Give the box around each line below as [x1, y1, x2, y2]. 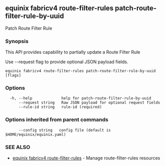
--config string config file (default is [18, 127, 111, 132]
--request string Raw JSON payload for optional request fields [18, 100, 160, 105]
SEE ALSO [5, 143, 31, 150]
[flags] [5, 73, 22, 78]
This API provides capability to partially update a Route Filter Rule [5, 49, 140, 55]
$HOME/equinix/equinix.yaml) [5, 132, 66, 137]
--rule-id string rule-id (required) [18, 105, 102, 110]
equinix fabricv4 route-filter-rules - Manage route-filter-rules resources [12, 155, 160, 161]
